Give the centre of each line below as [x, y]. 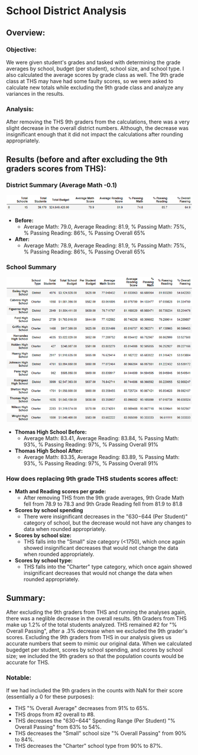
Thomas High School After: [49, 451]
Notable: [19, 678]
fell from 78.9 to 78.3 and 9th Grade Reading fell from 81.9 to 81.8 [103, 504]
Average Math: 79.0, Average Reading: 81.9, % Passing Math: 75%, [105, 227]
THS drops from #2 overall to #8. [55, 715]
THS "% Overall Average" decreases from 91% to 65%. [82, 708]
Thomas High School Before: [51, 432]
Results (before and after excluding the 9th [87, 159]
